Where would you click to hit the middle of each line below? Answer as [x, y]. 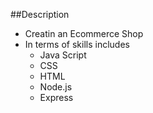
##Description [40, 14]
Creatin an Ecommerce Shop [84, 33]
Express [56, 97]
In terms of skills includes [77, 44]
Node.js [56, 87]
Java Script [63, 55]
